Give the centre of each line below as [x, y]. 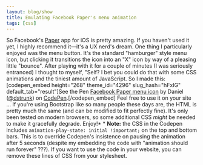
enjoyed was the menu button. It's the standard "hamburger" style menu [97, 53]
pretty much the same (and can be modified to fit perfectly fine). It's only [97, 111]
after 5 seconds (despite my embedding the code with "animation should [97, 143]
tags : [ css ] [21, 23]
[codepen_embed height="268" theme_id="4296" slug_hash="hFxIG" [94, 85]
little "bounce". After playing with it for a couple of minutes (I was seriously [99, 66]
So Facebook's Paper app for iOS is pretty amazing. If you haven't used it [98, 40]
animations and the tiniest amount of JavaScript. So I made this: [86, 79]
